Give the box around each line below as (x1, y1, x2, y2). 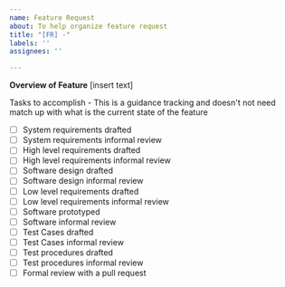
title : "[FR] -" (9, 30, 71, 39)
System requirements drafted (22, 124, 132, 136)
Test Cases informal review (22, 236, 125, 247)
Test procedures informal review (22, 257, 144, 268)
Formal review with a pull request (22, 268, 147, 278)
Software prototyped (22, 206, 100, 217)
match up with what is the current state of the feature (9, 107, 208, 118)
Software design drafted (22, 165, 113, 177)
